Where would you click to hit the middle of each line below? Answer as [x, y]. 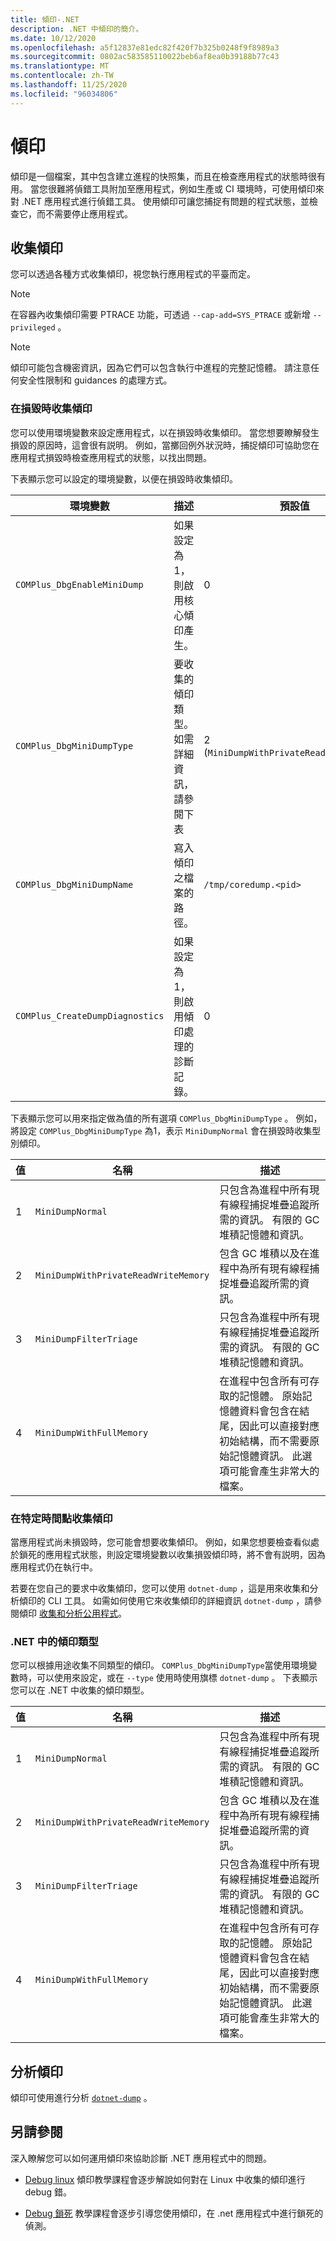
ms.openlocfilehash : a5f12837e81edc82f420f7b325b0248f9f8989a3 [145, 47]
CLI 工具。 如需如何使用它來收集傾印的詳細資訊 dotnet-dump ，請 [180, 1600]
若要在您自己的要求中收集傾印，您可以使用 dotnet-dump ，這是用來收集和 [160, 1588]
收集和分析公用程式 [78, 1613]
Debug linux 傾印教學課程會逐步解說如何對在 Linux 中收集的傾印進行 [165, 2179]
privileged [33, 328]
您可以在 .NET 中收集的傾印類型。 [80, 1690]
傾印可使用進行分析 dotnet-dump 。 [81, 2098]
